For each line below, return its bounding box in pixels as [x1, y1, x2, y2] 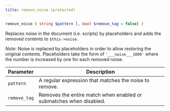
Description [86, 68, 115, 75]
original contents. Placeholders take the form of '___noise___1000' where [5, 51, 158, 57]
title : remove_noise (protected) [5, 7, 76, 13]
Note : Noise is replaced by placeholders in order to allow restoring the [5, 45, 152, 51]
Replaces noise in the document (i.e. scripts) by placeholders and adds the [5, 30, 161, 36]
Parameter [8, 68, 34, 75]
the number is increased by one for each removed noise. [5, 56, 123, 62]
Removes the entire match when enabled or [38, 91, 142, 98]
